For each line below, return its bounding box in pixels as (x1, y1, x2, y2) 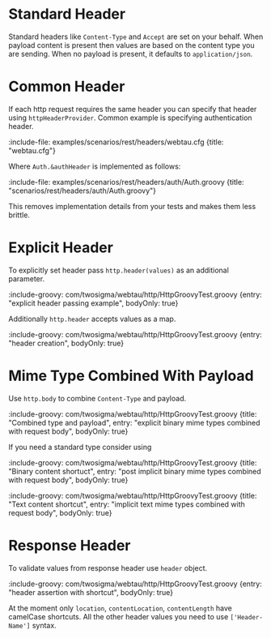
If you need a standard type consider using (8, 442, 152, 452)
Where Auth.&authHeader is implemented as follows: (8, 161, 181, 171)
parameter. (8, 273, 45, 284)
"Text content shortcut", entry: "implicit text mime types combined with (8, 499, 245, 509)
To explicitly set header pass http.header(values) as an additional (8, 265, 229, 275)
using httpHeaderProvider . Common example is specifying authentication (8, 113, 252, 122)
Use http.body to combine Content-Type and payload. (8, 393, 187, 403)
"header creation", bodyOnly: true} (8, 338, 124, 348)
